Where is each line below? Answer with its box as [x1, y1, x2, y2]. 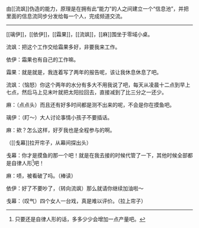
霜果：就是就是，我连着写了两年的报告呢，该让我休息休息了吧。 [6, 69, 162, 75]
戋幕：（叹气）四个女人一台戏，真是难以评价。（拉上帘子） [6, 197, 146, 204]
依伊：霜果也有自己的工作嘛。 [6, 56, 79, 63]
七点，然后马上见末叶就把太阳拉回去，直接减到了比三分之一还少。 [6, 88, 167, 96]
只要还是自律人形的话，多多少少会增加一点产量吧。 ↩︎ [14, 216, 146, 223]
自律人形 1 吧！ [11, 159, 44, 166]
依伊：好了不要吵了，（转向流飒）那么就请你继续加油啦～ [6, 185, 144, 192]
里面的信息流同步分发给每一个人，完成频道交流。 [6, 12, 126, 20]
